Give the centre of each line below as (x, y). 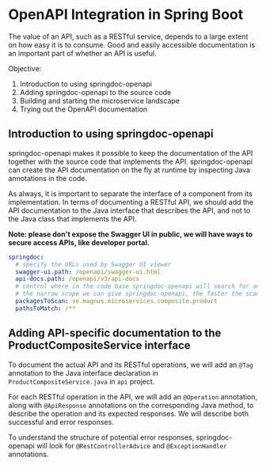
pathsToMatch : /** (46, 308)
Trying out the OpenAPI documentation (84, 109)
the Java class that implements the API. (72, 218)
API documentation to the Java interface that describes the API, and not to (129, 210)
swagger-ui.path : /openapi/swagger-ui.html (88, 272)
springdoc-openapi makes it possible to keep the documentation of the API (131, 153)
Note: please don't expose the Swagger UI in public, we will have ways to (131, 234)
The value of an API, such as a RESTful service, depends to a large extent (128, 36)
